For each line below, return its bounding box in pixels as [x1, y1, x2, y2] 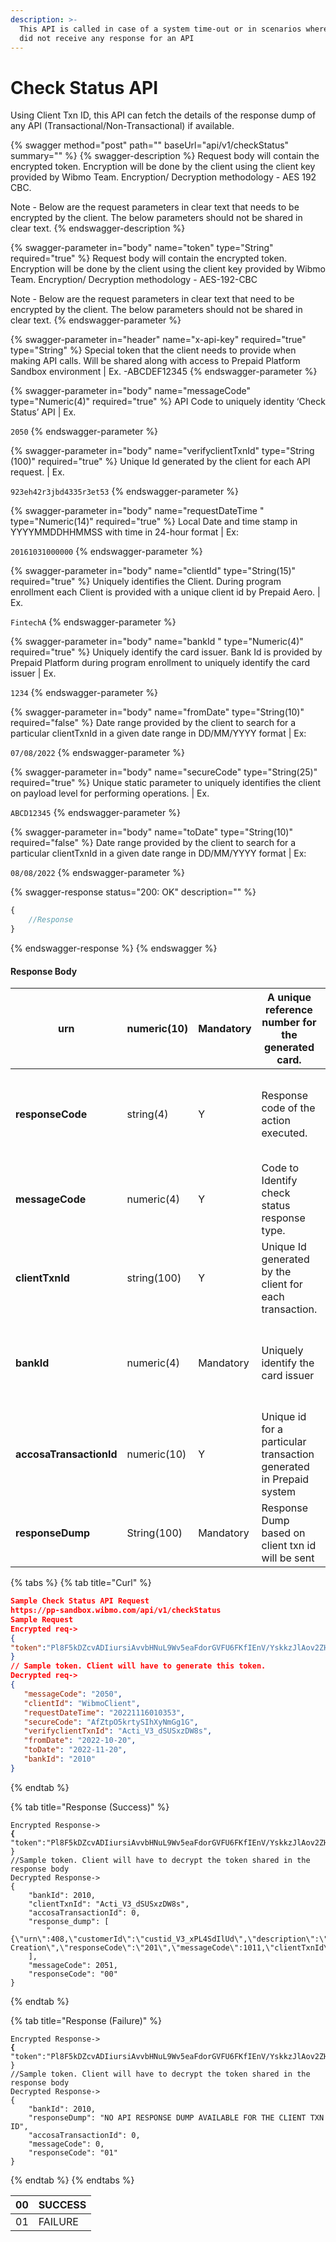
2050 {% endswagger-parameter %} [10, 426, 159, 438]
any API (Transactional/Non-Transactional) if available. [10, 120, 235, 132]
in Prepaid [261, 1472, 310, 1486]
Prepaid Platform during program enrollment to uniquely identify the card [10, 657, 311, 669]
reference [265, 1003, 313, 1017]
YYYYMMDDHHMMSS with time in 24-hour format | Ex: [10, 526, 240, 538]
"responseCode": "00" [28, 1969, 118, 1979]
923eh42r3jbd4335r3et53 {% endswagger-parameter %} [10, 486, 239, 498]
